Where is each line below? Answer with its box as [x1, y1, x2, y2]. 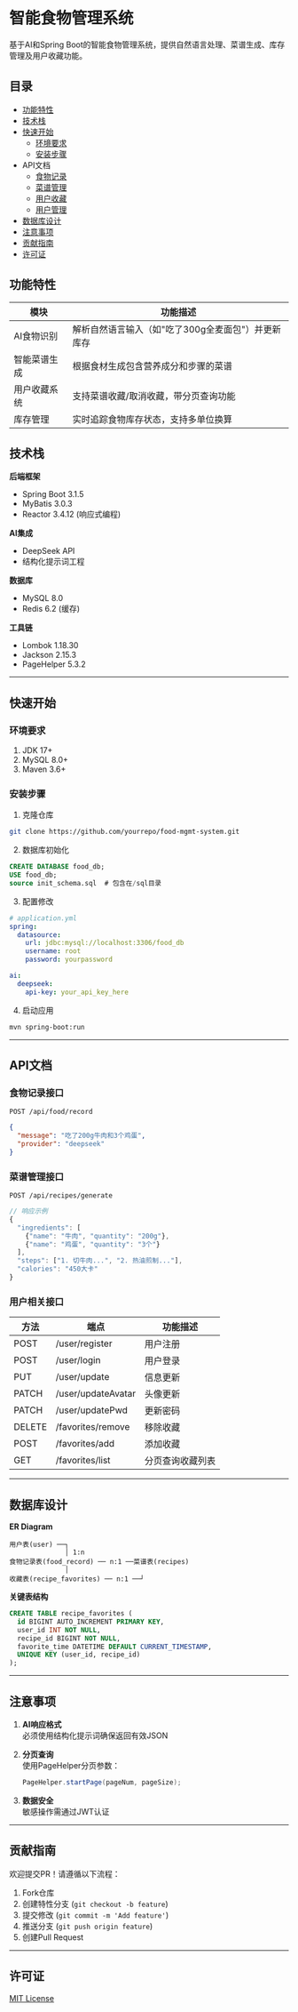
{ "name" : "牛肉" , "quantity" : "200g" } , [25, 1231, 170, 1240]
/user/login [55, 1354, 101, 1367]
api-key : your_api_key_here [25, 988, 129, 997]
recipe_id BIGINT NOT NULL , [17, 1633, 122, 1643]
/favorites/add [55, 1438, 115, 1450]
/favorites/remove [55, 1421, 130, 1433]
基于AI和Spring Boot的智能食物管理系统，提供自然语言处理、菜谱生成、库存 [9, 39, 286, 50]
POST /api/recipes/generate [9, 1191, 114, 1200]
